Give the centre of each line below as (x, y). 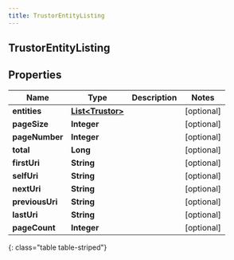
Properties (35, 75)
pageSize (31, 124)
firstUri (26, 163)
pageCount (34, 227)
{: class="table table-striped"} (58, 247)
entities (27, 111)
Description (154, 97)
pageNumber (38, 136)
